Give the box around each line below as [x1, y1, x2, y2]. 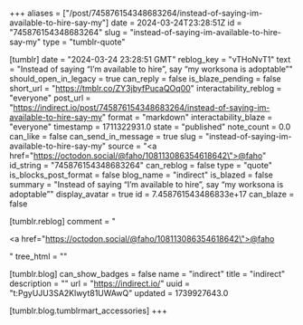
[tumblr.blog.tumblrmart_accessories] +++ [9, 305, 168, 316]
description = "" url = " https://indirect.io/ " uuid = [9, 278, 191, 289]
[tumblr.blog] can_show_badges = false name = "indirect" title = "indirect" [9, 269, 286, 279]
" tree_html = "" [9, 251, 68, 262]
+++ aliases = [9, 8, 62, 18]
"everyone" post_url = [9, 92, 91, 103]
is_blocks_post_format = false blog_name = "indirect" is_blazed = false [9, 169, 273, 180]
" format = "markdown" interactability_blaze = [101, 112, 273, 122]
